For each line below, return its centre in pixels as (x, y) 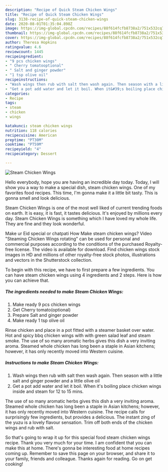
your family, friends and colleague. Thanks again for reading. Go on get (79, 458)
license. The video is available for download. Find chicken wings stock (87, 249)
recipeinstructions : (27, 80)
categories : (17, 94)
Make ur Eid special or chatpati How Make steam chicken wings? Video (79, 233)
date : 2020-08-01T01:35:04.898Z (39, 24)
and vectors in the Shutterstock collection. (49, 260)
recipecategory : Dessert (31, 154)
